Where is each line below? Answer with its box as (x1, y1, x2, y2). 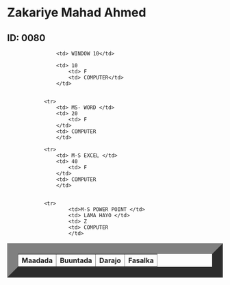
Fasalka (127, 256, 154, 265)
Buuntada (60, 256, 92, 265)
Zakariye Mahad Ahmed (7, 5, 146, 21)
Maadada (21, 256, 53, 265)
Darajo (99, 256, 121, 265)
